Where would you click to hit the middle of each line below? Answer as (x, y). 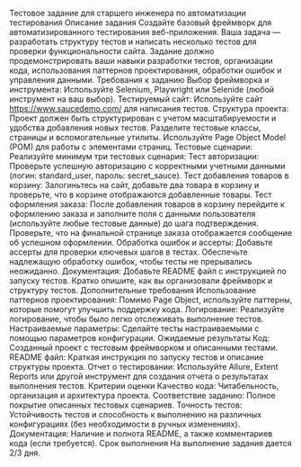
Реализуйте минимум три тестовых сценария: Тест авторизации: (134, 156)
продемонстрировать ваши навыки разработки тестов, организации (142, 61)
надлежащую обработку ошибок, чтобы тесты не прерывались (131, 261)
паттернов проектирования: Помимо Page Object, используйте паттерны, (151, 300)
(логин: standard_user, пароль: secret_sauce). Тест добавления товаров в (149, 175)
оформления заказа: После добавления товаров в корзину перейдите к (147, 204)
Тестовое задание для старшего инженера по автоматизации (128, 13)
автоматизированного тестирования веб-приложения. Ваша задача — (145, 32)
